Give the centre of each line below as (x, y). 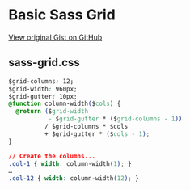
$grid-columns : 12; (41, 81)
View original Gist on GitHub (55, 37)
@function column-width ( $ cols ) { (65, 104)
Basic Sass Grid (62, 15)
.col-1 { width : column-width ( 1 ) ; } (70, 163)
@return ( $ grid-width (52, 112)
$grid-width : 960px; (43, 89)
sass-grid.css (44, 63)
